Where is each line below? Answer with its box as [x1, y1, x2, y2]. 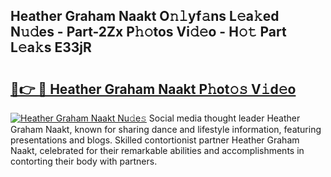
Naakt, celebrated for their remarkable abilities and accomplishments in [10, 145, 305, 156]
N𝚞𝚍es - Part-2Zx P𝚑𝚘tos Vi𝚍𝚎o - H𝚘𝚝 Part [10, 24, 287, 41]
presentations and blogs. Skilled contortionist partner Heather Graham [10, 134, 300, 146]
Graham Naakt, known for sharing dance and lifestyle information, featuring [10, 124, 322, 135]
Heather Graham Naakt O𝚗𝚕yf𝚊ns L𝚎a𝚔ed [10, 8, 280, 25]
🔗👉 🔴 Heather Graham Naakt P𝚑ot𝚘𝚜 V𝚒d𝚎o [10, 80, 297, 98]
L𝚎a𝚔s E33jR [10, 39, 92, 56]
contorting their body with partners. [10, 155, 158, 167]
